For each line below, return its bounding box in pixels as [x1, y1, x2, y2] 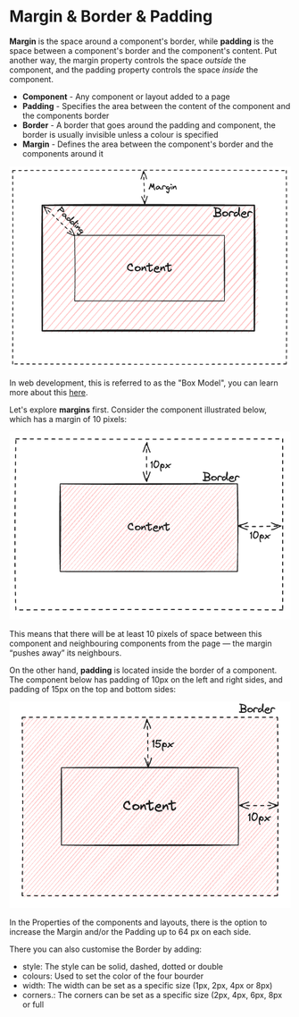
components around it [21, 148, 104, 158]
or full [21, 999, 45, 1010]
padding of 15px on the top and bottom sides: [9, 684, 177, 695]
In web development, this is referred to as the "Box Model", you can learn [9, 377, 278, 388]
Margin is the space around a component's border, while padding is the [9, 36, 274, 47]
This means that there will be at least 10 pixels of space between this [9, 629, 262, 640]
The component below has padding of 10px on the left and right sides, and [9, 674, 283, 685]
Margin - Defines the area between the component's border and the [21, 139, 274, 149]
